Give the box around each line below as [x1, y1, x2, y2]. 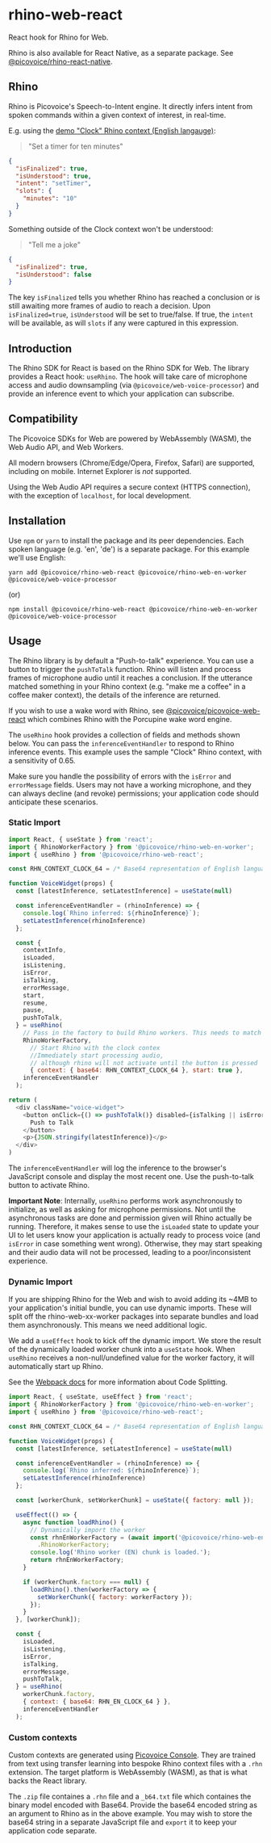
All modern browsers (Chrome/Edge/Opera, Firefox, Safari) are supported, [8, 458, 256, 468]
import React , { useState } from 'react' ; [8, 835, 153, 843]
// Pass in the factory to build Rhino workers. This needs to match [23, 1029, 262, 1037]
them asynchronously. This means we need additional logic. [8, 1320, 207, 1330]
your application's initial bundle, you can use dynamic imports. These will [8, 1303, 252, 1313]
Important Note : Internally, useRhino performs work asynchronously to [8, 1196, 243, 1206]
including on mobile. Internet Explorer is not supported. [8, 466, 192, 476]
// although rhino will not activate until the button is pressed [29, 1059, 258, 1067]
